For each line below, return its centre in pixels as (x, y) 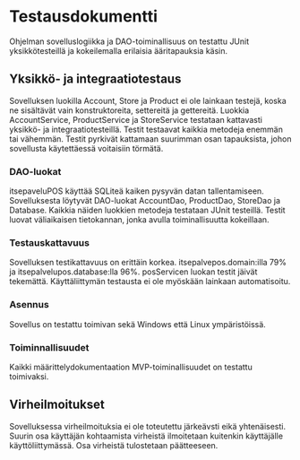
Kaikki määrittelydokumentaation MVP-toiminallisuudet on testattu (131, 367)
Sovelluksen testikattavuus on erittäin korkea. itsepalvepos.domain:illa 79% (148, 263)
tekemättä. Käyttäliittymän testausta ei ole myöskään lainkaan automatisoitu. (150, 282)
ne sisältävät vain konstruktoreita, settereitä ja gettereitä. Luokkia (129, 110)
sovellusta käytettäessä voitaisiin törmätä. (86, 148)
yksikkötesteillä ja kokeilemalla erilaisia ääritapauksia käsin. (119, 50)
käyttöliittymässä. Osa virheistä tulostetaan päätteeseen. (114, 445)
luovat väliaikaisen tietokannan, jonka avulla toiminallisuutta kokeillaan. (140, 220)
